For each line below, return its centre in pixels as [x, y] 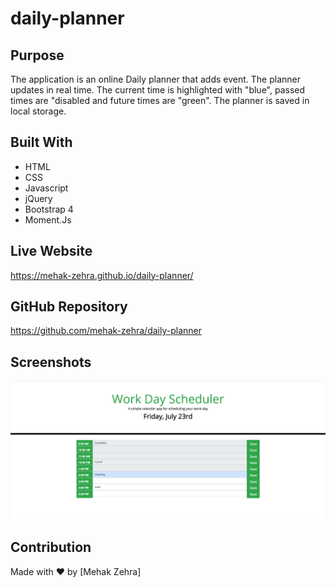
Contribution [51, 547]
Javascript [46, 188]
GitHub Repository [69, 307]
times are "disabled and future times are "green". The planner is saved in [160, 100]
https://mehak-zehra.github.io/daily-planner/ [102, 275]
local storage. [38, 111]
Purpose [37, 55]
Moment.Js [48, 219]
